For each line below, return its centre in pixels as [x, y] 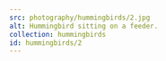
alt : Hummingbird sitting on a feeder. [84, 26]
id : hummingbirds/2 [46, 43]
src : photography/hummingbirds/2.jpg [80, 17]
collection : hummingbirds [57, 34]
